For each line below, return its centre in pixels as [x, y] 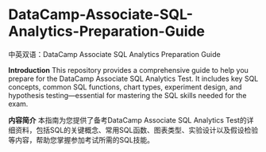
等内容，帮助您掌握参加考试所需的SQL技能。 [81, 139]
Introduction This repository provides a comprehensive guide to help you [128, 70]
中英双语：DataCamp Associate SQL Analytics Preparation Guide [114, 54]
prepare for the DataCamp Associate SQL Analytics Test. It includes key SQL [133, 78]
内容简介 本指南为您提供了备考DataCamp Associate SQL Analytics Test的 [128, 120]
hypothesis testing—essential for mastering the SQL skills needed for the [127, 95]
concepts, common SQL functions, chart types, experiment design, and [125, 87]
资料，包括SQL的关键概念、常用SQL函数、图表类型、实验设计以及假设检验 [137, 130]
